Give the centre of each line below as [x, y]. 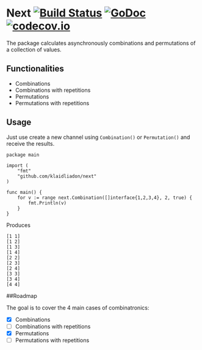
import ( [17, 165]
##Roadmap [22, 296]
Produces [18, 225]
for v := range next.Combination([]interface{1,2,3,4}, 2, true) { [105, 198]
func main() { [24, 192]
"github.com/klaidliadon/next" [57, 176]
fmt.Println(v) [48, 203]
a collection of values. [34, 50]
